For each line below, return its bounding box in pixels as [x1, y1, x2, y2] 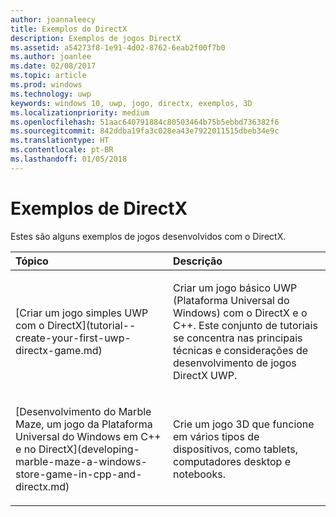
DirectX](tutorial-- [46, 318, 137, 332]
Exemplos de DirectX [10, 197, 188, 220]
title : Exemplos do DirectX [10, 24, 128, 34]
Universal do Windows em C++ [15, 429, 162, 443]
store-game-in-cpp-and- [15, 467, 143, 481]
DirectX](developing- [38, 442, 140, 456]
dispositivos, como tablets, [173, 442, 299, 456]
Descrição [173, 254, 223, 268]
